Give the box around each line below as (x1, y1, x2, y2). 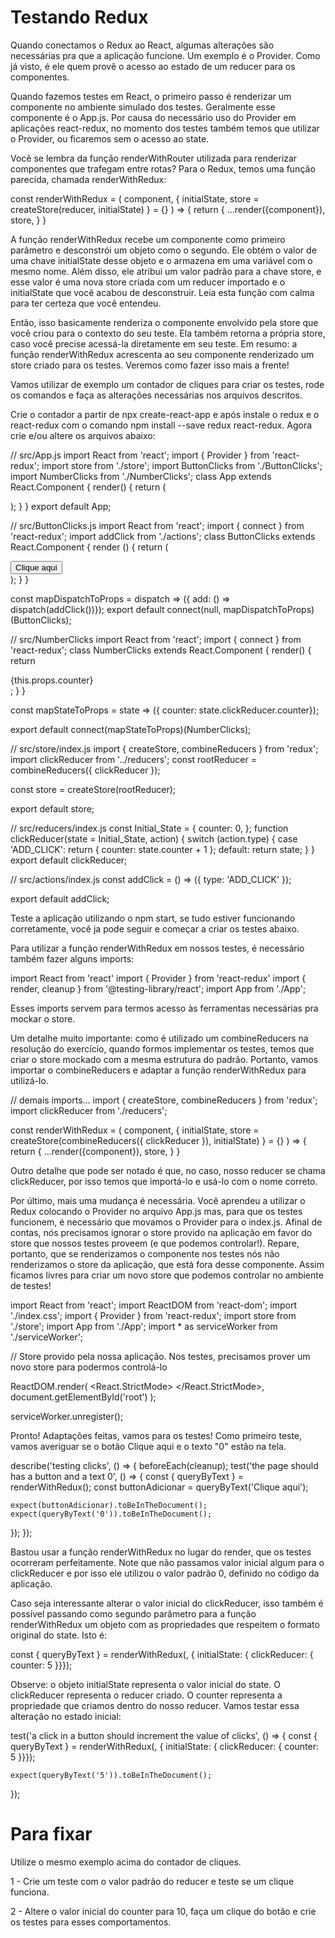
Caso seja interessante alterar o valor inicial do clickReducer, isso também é (10, 1597, 324, 1609)
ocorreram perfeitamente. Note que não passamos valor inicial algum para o (10, 1556, 325, 1568)
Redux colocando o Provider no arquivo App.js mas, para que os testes (10, 1205, 303, 1217)
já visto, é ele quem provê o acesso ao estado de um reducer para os (10, 60, 296, 72)
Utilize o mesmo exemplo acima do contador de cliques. (10, 1856, 242, 1868)
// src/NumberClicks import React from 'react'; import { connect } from (10, 633, 302, 645)
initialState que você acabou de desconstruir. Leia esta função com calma (10, 286, 315, 298)
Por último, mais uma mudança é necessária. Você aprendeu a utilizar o (10, 1194, 306, 1206)
